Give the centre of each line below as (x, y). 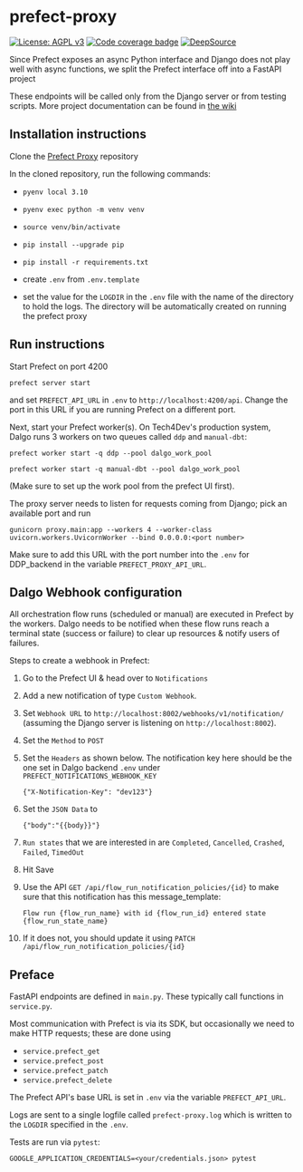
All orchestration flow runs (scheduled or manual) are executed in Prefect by (151, 615)
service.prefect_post (63, 1061)
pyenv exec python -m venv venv (83, 209)
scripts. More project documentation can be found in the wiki (123, 105)
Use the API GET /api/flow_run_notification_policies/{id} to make (151, 887)
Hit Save (38, 870)
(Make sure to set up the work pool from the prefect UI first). (122, 486)
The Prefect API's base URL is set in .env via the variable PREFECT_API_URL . (148, 1098)
